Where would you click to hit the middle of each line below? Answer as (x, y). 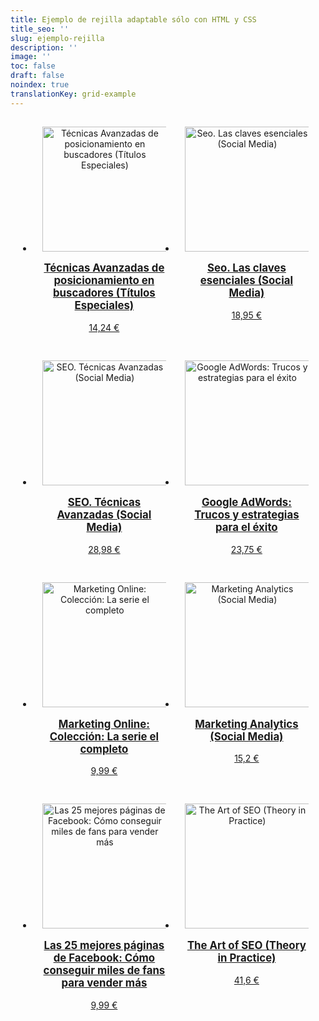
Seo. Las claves (246, 268)
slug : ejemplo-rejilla (57, 38)
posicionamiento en (104, 281)
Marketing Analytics (246, 724)
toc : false (33, 66)
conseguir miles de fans (104, 971)
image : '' (31, 57)
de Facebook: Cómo (104, 958)
